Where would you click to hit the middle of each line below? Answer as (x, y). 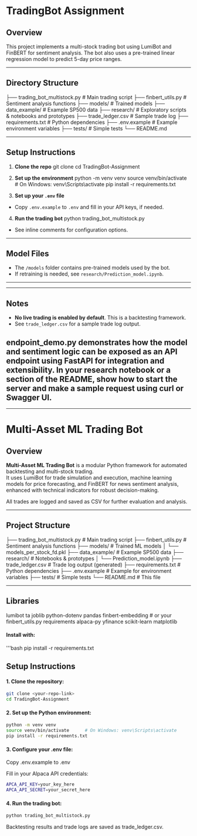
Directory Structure (43, 83)
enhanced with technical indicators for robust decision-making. (83, 490)
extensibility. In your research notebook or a (89, 370)
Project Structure (38, 526)
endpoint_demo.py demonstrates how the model (97, 342)
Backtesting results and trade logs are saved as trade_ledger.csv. (85, 827)
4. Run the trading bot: (34, 803)
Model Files (28, 254)
